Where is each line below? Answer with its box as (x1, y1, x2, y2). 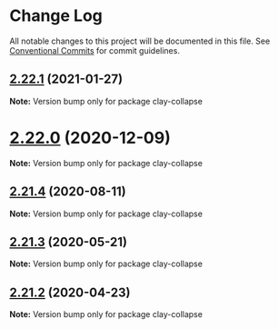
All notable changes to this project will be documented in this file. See (9, 35, 271, 46)
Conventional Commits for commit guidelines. (9, 45, 180, 55)
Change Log (9, 5, 103, 26)
